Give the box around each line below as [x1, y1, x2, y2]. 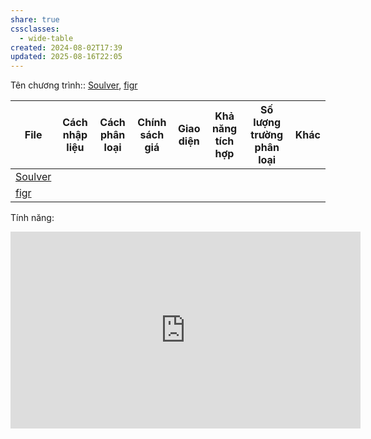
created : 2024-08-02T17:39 [10, 42, 123, 53]
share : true [10, 14, 60, 25]
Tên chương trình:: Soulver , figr [10, 79, 138, 91]
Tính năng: [10, 212, 55, 224]
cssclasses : [10, 24, 60, 34]
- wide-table [19, 33, 74, 43]
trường [250, 128, 284, 142]
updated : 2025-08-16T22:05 [10, 52, 123, 62]
